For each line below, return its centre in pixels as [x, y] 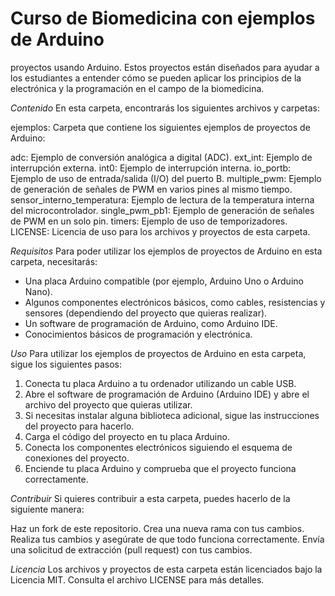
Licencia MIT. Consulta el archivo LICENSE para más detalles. [137, 579]
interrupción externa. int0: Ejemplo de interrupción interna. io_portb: [151, 168]
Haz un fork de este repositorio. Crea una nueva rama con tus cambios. [157, 528]
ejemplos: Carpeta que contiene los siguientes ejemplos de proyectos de [160, 127]
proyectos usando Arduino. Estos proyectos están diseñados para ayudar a [165, 67]
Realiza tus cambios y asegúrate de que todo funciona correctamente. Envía [167, 539]
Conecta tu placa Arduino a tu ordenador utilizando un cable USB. [160, 383]
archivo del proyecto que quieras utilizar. [108, 404]
